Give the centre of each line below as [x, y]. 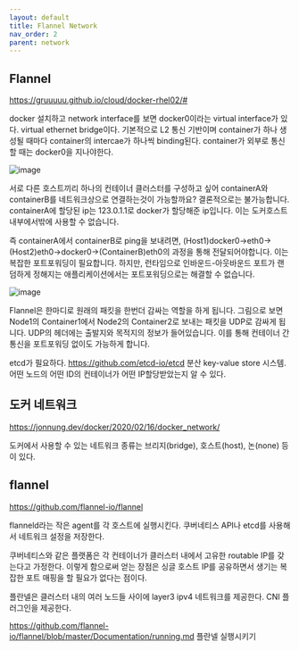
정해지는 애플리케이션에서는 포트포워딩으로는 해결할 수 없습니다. [144, 274]
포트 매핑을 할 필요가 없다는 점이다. [86, 578]
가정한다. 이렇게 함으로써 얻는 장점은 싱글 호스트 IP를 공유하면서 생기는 [155, 566]
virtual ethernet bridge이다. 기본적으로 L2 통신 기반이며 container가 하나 [149, 129]
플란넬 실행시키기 [226, 636]
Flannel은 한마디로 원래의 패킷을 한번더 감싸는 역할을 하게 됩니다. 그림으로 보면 [146, 311]
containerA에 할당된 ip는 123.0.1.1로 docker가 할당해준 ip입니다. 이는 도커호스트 [149, 211]
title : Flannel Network [54, 26]
